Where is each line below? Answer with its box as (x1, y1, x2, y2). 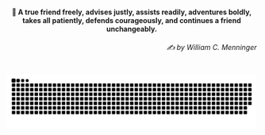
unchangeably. (106, 24, 157, 33)
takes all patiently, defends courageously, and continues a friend (21, 15, 242, 25)
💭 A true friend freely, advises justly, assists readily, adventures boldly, (11, 7, 252, 17)
